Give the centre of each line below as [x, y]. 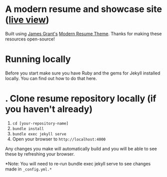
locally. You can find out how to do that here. [51, 78]
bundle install [28, 128]
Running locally [38, 59]
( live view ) [27, 20]
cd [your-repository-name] [40, 123]
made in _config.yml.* [29, 169]
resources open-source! [30, 39]
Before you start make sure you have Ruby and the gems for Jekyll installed [83, 73]
